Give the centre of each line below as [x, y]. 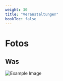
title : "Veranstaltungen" [32, 14]
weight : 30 [16, 10]
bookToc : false [21, 19]
